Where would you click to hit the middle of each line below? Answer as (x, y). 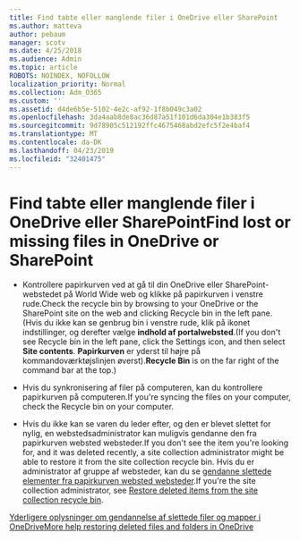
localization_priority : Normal (68, 84)
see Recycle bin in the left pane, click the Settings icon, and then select (154, 342)
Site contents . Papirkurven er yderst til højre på (111, 351)
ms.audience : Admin (46, 59)
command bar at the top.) (69, 370)
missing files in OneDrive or (114, 241)
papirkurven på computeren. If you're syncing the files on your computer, (156, 397)
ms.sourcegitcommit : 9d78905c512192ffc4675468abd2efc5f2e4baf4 (130, 126)
